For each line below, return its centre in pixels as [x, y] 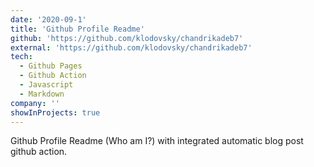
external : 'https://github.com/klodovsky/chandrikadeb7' [131, 47]
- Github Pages [51, 66]
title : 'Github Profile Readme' [77, 29]
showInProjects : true [55, 112]
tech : [21, 57]
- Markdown [42, 94]
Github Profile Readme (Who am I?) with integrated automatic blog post [157, 141]
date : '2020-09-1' [48, 19]
